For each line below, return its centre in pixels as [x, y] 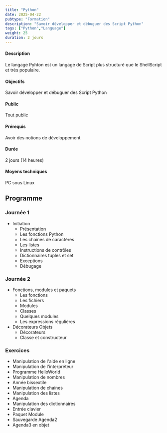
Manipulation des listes [36, 393]
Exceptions [31, 261]
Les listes [30, 245]
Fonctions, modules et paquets [44, 290]
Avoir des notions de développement [43, 137]
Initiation [21, 223]
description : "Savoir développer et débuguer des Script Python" [74, 24]
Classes [28, 311]
